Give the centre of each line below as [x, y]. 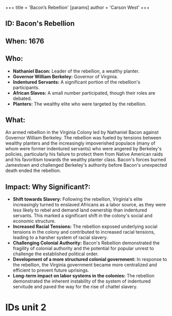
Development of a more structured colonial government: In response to [90, 259]
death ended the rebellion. [33, 171]
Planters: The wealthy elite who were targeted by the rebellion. [80, 104]
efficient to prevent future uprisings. [51, 270]
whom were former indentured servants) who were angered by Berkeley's [83, 149]
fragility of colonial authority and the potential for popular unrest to [83, 249]
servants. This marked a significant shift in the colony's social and [82, 216]
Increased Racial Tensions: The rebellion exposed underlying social [85, 226]
